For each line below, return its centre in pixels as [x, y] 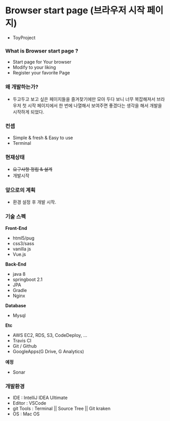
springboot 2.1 [27, 279]
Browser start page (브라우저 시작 [75, 10]
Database [16, 305]
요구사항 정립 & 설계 [32, 169]
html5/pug [23, 238]
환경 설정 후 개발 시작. [34, 202]
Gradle [20, 290]
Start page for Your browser [42, 62]
